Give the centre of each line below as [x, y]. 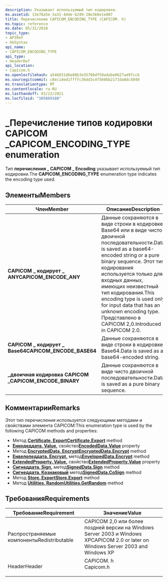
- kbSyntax [16, 43]
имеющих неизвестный [130, 286]
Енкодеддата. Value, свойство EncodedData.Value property [76, 445]
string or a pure [141, 255]
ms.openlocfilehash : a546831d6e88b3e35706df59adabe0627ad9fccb [72, 75]
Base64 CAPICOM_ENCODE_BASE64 [52, 351]
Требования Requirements [47, 499]
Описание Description [133, 209]
